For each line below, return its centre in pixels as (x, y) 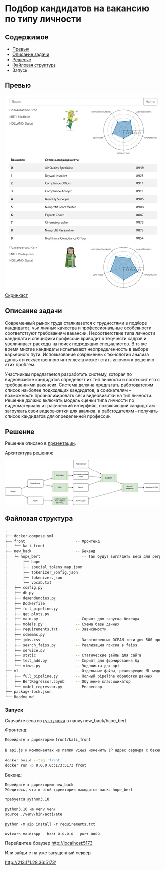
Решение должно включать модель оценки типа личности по (69, 400)
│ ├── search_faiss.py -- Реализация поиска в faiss (71, 645)
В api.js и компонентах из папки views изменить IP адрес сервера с (77, 750)
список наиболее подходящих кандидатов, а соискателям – (68, 390)
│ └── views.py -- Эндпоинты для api (62, 666)
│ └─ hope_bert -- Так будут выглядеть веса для (78, 557)
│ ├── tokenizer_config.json (41, 572)
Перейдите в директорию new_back (39, 785)
